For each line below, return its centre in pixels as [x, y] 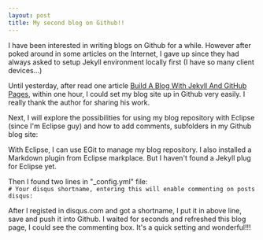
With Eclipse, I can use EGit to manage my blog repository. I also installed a [130, 150]
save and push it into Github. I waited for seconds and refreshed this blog [127, 219]
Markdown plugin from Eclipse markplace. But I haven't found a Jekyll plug [130, 157]
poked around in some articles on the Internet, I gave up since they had [124, 54]
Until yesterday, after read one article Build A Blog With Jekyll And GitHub [128, 85]
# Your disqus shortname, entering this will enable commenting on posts [132, 189]
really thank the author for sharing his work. [79, 102]
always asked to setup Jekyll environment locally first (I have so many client [131, 62]
